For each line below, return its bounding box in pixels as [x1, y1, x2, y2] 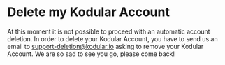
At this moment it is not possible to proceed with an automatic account [7, 27, 211, 36]
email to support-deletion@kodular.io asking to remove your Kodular [7, 42, 204, 50]
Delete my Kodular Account [7, 4, 170, 20]
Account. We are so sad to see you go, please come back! [7, 50, 175, 58]
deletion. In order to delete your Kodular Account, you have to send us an [7, 34, 218, 43]
